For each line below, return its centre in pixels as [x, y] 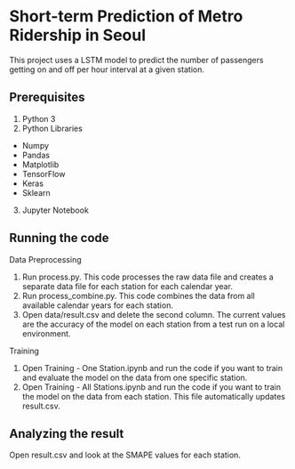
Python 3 [39, 118]
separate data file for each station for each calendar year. [128, 286]
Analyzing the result [67, 433]
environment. [46, 333]
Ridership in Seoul [78, 35]
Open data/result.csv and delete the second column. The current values [154, 314]
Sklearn [36, 192]
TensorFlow [44, 174]
